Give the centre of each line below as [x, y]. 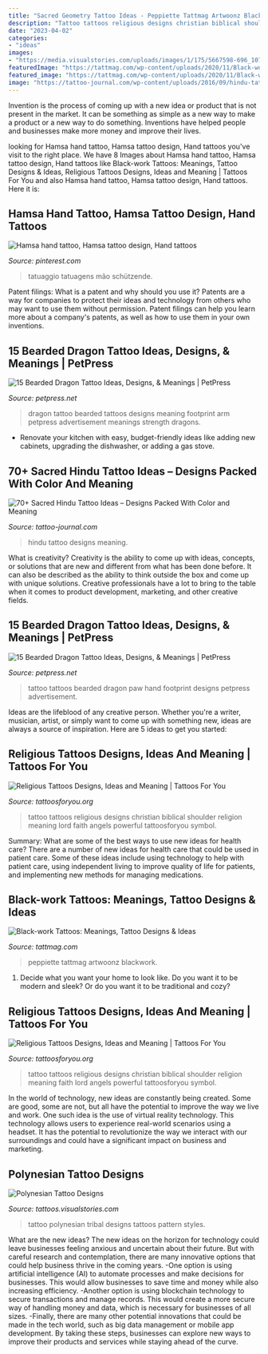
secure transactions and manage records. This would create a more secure [132, 1299]
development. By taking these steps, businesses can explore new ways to [130, 1333]
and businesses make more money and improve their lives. [105, 131]
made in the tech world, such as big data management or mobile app [121, 1324]
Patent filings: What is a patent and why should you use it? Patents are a [127, 292]
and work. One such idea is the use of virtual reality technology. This [121, 1115]
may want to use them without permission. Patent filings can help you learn [132, 309]
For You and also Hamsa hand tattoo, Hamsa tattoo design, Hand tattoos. [128, 180]
